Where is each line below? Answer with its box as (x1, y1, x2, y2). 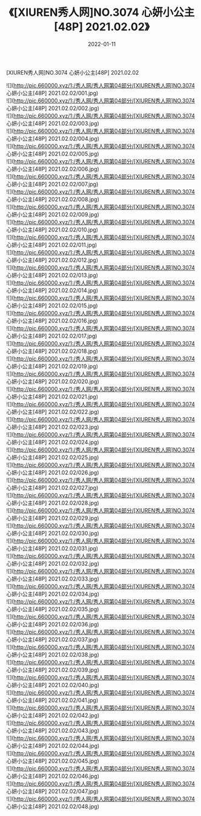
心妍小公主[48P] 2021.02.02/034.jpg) (6, 590, 100, 597)
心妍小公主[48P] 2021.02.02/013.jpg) (6, 271, 99, 279)
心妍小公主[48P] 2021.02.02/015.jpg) (6, 302, 98, 309)
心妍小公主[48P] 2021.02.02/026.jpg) (6, 469, 99, 476)
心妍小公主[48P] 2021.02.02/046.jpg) (6, 772, 100, 780)
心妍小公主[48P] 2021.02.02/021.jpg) (6, 393, 99, 400)
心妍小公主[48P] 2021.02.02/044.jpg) (6, 742, 100, 749)
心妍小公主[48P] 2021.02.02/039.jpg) (6, 666, 100, 673)
